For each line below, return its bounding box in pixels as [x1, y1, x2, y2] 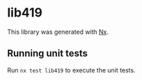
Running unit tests [7, 48, 88, 59]
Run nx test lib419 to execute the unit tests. [7, 66, 136, 74]
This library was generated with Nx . [7, 28, 109, 36]
